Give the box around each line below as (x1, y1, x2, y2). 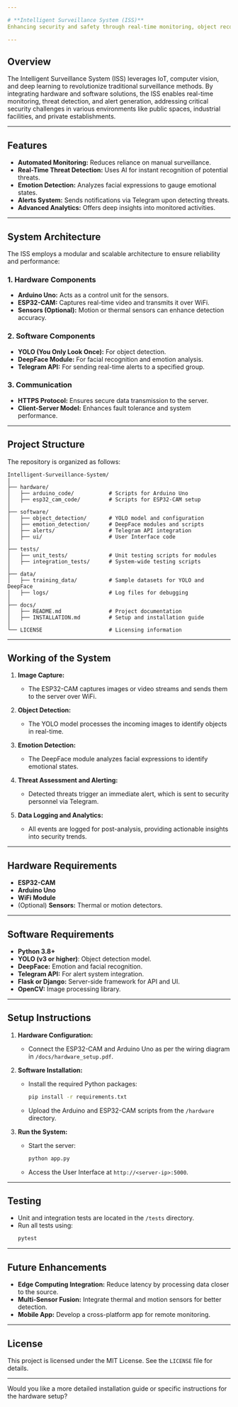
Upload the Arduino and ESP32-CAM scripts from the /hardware (28, 1106, 215, 1115)
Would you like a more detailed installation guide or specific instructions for (7, 1384, 227, 1393)
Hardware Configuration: (17, 1030, 93, 1039)
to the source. (17, 1288, 59, 1296)
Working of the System (7, 652, 111, 664)
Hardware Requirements (7, 859, 118, 871)
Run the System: (17, 1127, 68, 1136)
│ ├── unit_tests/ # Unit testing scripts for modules (7, 551, 217, 559)
